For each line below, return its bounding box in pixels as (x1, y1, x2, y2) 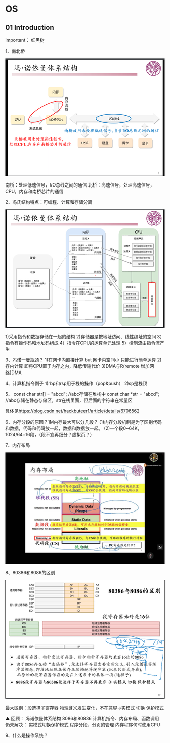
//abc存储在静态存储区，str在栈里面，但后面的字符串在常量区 (5, 397, 133, 403)
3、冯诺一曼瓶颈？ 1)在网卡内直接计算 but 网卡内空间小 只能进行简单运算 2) (5, 357, 162, 363)
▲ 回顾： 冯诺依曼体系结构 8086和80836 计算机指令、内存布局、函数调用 (5, 716, 159, 722)
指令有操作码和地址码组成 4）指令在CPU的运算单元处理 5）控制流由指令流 (5, 340, 160, 346)
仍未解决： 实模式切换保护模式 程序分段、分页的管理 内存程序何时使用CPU (5, 722, 160, 728)
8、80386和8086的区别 (5, 570, 55, 576)
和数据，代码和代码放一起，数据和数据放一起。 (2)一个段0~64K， (5, 425, 142, 431)
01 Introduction (5, 23, 54, 32)
